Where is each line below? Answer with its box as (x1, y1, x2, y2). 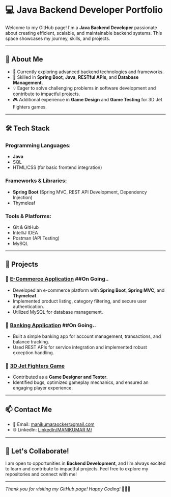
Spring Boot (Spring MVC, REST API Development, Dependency (12, 189, 147, 195)
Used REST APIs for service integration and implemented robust (12, 344, 148, 351)
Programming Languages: (5, 142, 71, 149)
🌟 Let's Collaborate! (5, 446, 70, 456)
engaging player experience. (12, 385, 73, 391)
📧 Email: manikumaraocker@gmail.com (12, 421, 95, 427)
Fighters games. (12, 103, 47, 110)
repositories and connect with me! (5, 471, 77, 477)
